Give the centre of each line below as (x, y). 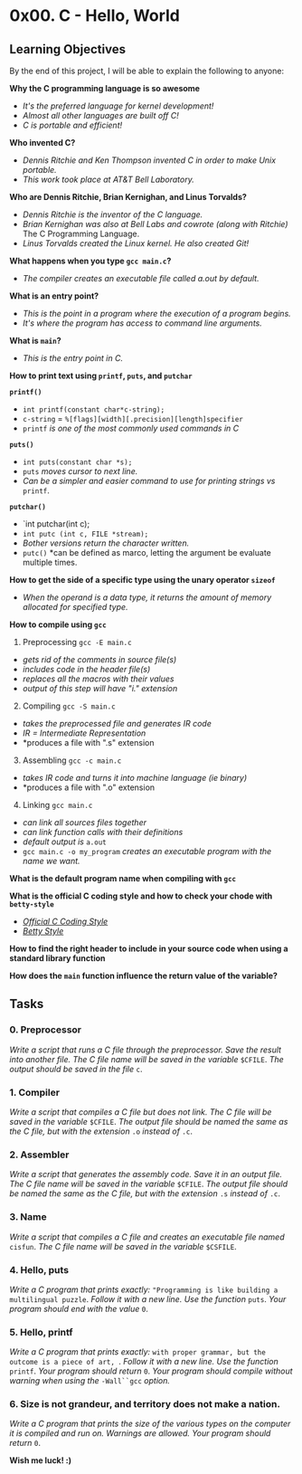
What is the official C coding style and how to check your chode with (141, 896)
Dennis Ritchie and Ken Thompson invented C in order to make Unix (149, 160)
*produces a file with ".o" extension (89, 787)
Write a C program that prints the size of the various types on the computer (150, 1424)
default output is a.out (64, 842)
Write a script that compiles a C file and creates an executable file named (147, 1237)
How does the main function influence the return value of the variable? (144, 975)
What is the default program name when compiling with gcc (123, 878)
